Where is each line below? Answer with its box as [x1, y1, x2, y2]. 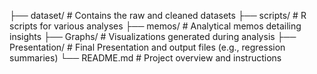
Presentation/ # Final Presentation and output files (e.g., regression [9, 41, 286, 53]
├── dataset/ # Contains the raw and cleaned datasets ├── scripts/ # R [9, 10, 307, 21]
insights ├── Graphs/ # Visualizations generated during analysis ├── [9, 31, 297, 42]
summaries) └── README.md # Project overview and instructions [9, 52, 282, 64]
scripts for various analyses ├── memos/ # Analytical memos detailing [9, 20, 302, 32]
